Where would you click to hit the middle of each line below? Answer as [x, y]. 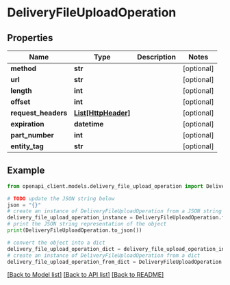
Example [26, 171]
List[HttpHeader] [102, 113]
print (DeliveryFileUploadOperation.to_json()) [75, 230]
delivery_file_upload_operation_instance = [70, 218]
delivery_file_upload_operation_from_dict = [72, 262]
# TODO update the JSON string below [61, 199]
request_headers [39, 113]
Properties [30, 38]
